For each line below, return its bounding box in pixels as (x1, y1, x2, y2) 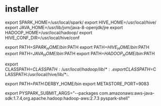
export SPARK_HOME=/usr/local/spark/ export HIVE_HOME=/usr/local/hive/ (5, 19, 157, 25)
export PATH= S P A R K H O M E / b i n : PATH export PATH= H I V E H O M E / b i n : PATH (5, 44, 149, 51)
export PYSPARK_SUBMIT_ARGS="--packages (5, 90, 98, 96)
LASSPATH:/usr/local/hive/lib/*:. (5, 71, 69, 77)
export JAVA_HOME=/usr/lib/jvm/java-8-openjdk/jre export (5, 24, 123, 30)
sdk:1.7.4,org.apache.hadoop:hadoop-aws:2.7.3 (5, 95, 100, 101)
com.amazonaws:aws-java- (99, 90, 155, 96)
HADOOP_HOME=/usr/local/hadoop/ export (5, 30, 93, 35)
